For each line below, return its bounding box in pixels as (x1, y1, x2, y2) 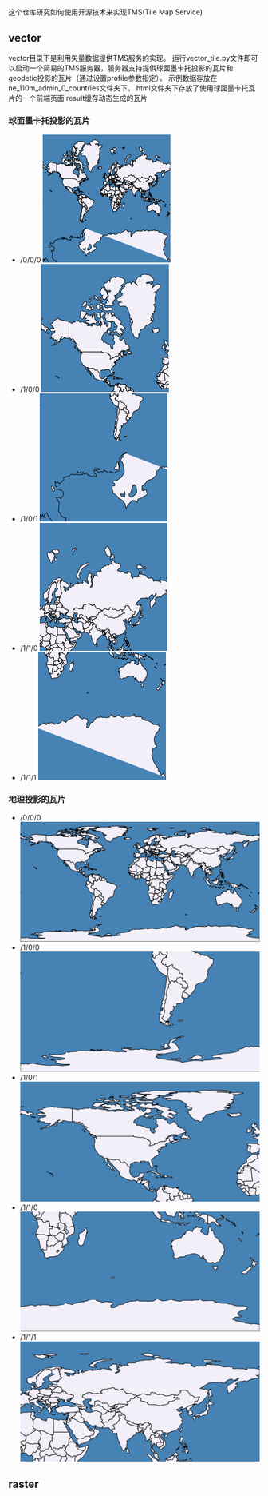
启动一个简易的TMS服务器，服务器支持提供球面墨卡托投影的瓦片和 (14, 63, 234, 73)
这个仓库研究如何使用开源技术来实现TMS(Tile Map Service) (8, 7, 203, 17)
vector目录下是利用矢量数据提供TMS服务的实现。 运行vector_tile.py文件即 (8, 54, 251, 63)
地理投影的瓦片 (8, 794, 66, 805)
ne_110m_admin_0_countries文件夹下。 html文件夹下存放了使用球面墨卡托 (8, 83, 249, 93)
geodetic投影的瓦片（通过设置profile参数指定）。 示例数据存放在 (8, 74, 218, 83)
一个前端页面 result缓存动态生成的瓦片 (22, 94, 148, 103)
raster (8, 1477, 39, 1490)
